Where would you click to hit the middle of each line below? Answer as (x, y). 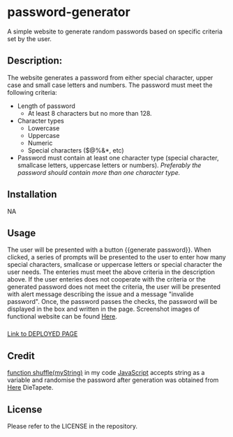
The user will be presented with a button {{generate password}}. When (109, 250)
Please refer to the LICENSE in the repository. (73, 426)
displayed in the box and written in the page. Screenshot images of (104, 309)
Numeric (40, 143)
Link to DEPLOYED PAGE (43, 334)
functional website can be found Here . (62, 316)
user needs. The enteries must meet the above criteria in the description (111, 272)
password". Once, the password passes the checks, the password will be (112, 302)
